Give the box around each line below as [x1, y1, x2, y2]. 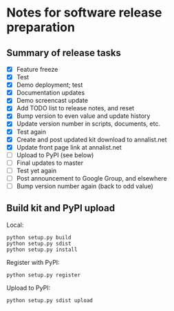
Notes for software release [6, 5, 162, 21]
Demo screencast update [16, 97, 89, 105]
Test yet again [16, 166, 57, 174]
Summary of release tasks [6, 47, 122, 59]
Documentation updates [16, 88, 85, 97]
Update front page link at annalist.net [16, 143, 122, 151]
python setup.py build [6, 234, 72, 241]
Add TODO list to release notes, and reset [16, 104, 135, 112]
